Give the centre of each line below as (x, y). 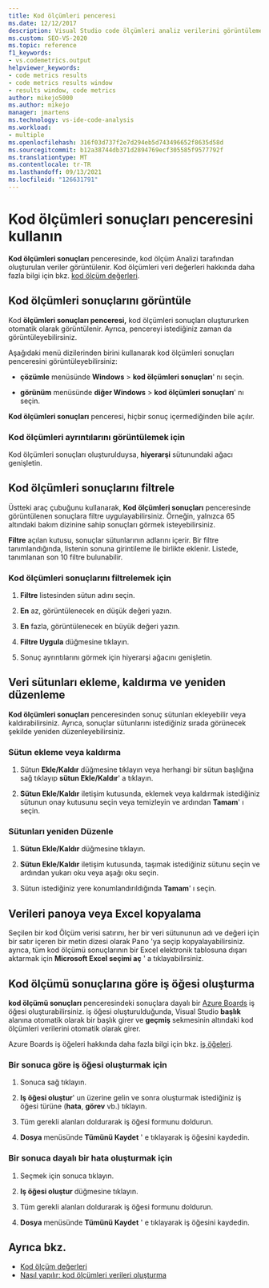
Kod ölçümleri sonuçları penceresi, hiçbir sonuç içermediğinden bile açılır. (131, 416)
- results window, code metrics (62, 90)
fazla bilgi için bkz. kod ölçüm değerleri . (74, 275)
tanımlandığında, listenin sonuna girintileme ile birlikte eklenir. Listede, (123, 548)
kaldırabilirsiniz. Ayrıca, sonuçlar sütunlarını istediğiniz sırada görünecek (127, 723)
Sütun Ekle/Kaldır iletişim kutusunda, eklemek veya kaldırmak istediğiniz (140, 793)
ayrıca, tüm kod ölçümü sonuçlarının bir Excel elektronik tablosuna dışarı (128, 950)
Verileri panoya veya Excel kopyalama (105, 913)
